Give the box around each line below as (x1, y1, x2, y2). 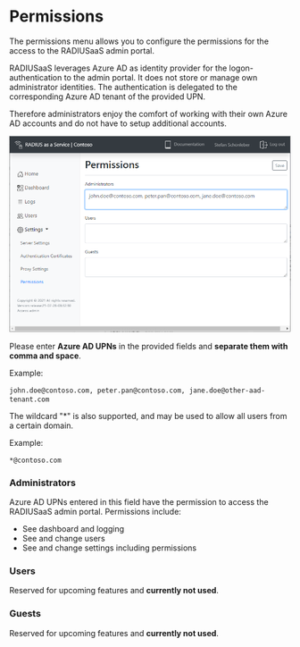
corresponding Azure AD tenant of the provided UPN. (9, 91, 206, 102)
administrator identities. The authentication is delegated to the (9, 81, 238, 92)
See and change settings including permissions (21, 542, 197, 553)
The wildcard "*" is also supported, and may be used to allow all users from (9, 410, 287, 421)
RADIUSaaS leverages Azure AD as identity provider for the (9, 63, 228, 73)
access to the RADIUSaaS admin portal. (9, 45, 154, 55)
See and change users (21, 534, 105, 544)
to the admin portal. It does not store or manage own (63, 71, 258, 82)
